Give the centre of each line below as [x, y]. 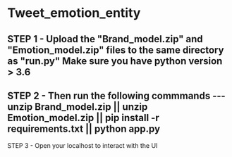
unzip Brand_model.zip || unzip [78, 107]
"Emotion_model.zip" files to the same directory [116, 50]
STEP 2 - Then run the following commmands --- [116, 95]
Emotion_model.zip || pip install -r [84, 118]
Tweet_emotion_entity [74, 13]
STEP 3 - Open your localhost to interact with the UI [83, 146]
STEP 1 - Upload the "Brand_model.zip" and [105, 39]
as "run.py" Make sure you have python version [115, 61]
